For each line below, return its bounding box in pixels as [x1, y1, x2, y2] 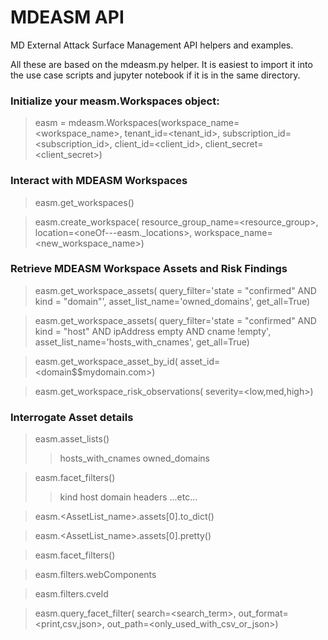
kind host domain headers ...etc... [59, 491, 198, 503]
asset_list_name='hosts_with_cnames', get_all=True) [34, 336, 250, 348]
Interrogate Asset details [10, 410, 134, 424]
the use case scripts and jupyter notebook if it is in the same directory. [10, 69, 301, 81]
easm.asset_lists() [34, 433, 110, 445]
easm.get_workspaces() [34, 196, 135, 208]
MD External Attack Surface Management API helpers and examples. [10, 39, 294, 51]
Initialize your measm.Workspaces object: [10, 94, 220, 108]
